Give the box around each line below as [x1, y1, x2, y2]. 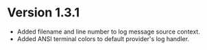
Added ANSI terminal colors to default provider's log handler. [16, 34, 190, 42]
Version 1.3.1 [7, 5, 80, 21]
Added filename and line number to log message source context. [16, 27, 200, 36]
